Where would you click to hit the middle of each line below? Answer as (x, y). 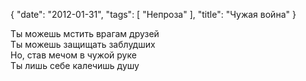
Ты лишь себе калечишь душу (75, 65)
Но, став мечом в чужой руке (73, 55)
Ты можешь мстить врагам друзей (85, 33)
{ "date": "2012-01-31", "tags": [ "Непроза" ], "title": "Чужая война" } (153, 14)
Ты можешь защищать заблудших (83, 44)
